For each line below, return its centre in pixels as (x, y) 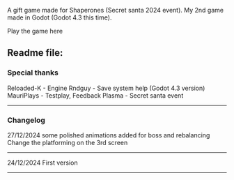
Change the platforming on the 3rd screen (68, 142)
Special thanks (33, 73)
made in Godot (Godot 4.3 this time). (60, 17)
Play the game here (35, 31)
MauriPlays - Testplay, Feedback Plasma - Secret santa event (95, 95)
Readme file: (35, 53)
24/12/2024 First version (42, 163)
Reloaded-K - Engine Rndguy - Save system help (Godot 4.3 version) (106, 88)
